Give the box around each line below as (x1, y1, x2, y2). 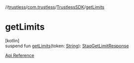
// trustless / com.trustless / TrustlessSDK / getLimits (5, 4, 105, 10)
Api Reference (5, 52, 35, 58)
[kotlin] (5, 37, 20, 43)
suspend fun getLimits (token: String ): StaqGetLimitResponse (5, 43, 129, 49)
